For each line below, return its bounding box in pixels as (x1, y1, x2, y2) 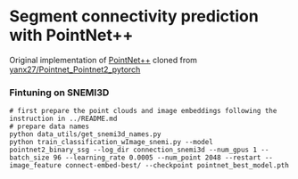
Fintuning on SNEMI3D (9, 86, 110, 99)
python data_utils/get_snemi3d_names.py (9, 130, 162, 139)
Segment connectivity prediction (9, 6, 259, 27)
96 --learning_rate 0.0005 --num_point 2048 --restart (53, 153, 261, 162)
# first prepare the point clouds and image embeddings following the (9, 107, 277, 116)
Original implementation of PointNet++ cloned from (9, 54, 198, 65)
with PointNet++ (9, 25, 134, 45)
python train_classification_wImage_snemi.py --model (9, 138, 214, 147)
